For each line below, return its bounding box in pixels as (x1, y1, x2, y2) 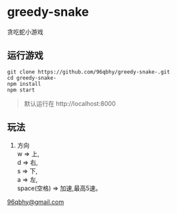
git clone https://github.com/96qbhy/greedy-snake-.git (7, 68, 170, 76)
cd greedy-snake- (7, 74, 57, 81)
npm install (7, 80, 41, 87)
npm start (7, 87, 36, 93)
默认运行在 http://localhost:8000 (23, 99, 116, 107)
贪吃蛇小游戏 (7, 27, 43, 36)
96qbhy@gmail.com (7, 197, 64, 206)
